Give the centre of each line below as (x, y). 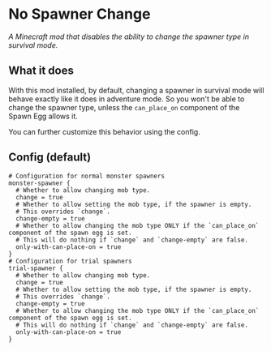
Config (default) (50, 158)
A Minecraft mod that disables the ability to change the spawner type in (129, 36)
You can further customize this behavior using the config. (104, 131)
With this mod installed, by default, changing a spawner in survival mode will (136, 90)
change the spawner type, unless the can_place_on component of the (124, 107)
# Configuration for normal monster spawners (86, 176)
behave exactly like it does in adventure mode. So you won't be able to (127, 99)
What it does (41, 71)
